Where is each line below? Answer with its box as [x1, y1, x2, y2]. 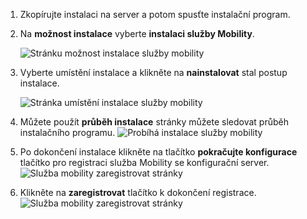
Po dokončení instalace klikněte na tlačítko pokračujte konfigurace [19, 146, 298, 158]
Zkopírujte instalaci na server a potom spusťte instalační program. [19, 9, 291, 20]
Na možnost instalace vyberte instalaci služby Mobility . [19, 28, 255, 39]
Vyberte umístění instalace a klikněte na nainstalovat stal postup [19, 67, 288, 78]
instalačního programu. [19, 127, 116, 138]
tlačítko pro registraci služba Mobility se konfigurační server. [19, 157, 270, 168]
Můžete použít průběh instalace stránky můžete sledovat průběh [19, 116, 289, 128]
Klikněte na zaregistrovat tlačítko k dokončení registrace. [19, 187, 257, 198]
